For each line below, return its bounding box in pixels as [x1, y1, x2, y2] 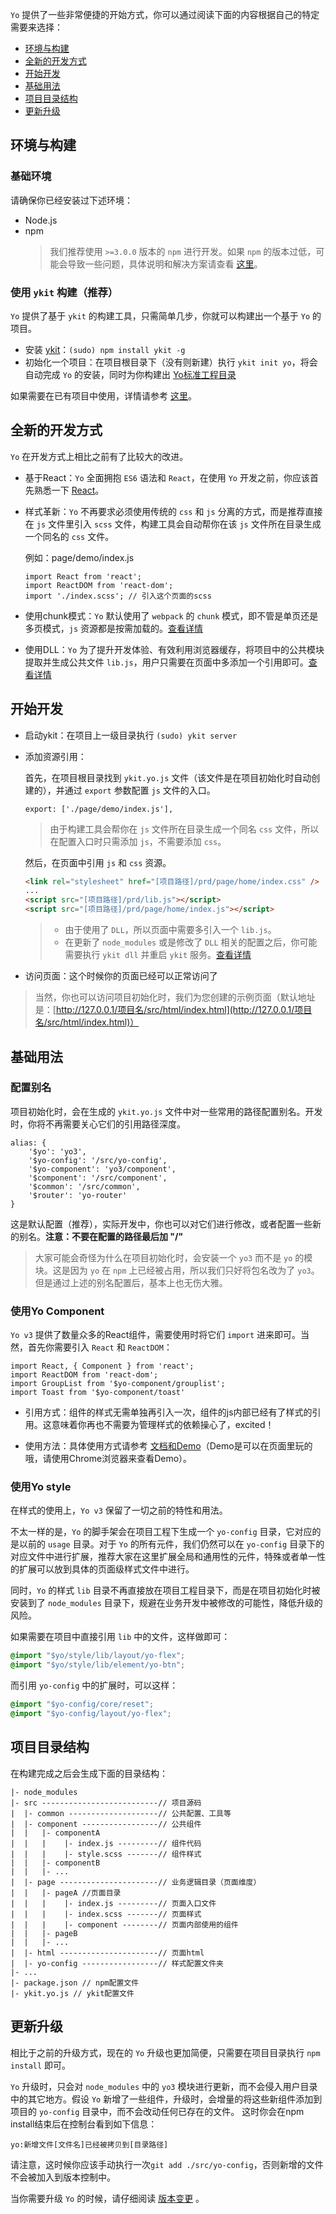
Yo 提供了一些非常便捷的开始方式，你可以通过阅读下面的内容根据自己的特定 [10, 9, 320, 20]
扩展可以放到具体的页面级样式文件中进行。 [18, 1563, 195, 1575]
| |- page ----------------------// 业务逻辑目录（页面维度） [10, 1877, 262, 1887]
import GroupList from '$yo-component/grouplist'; [10, 1379, 226, 1389]
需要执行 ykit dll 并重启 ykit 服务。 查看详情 [64, 949, 252, 961]
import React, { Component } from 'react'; [10, 1361, 195, 1372]
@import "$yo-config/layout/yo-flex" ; [10, 1709, 172, 1719]
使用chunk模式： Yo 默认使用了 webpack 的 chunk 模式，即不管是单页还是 [24, 609, 319, 622]
